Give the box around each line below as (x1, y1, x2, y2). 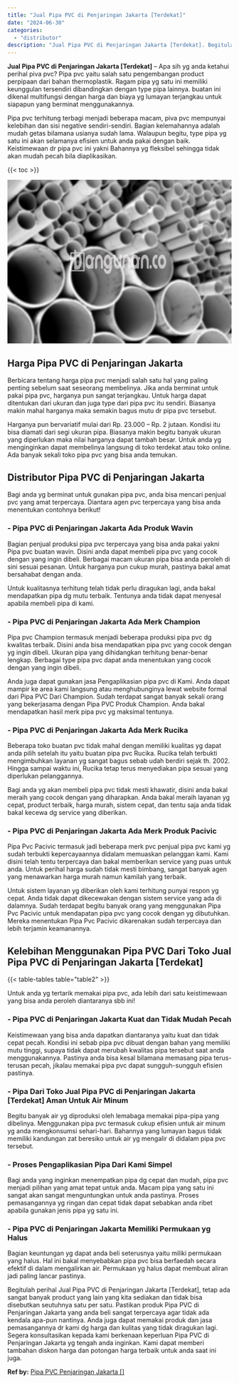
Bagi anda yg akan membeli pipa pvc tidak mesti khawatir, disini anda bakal (7, 786, 228, 794)
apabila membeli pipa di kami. (7, 599, 95, 607)
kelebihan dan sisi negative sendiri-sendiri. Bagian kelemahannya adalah (7, 121, 221, 130)
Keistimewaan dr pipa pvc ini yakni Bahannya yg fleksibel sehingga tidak (7, 144, 220, 153)
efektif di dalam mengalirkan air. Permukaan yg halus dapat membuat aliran (7, 1264, 228, 1273)
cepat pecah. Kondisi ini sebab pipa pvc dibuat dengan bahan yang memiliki (7, 1038, 230, 1047)
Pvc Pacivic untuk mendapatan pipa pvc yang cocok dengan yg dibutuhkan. (7, 909, 230, 918)
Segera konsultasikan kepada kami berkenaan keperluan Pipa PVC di (7, 1331, 210, 1339)
